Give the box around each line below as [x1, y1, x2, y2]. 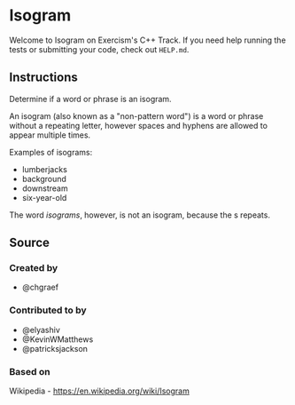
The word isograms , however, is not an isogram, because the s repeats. [9, 210, 270, 220]
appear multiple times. [9, 130, 91, 140]
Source [9, 235, 50, 250]
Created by [9, 262, 58, 274]
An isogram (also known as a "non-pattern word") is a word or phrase [9, 110, 264, 121]
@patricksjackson [21, 343, 89, 353]
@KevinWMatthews [21, 334, 94, 345]
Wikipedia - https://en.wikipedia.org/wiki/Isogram [9, 385, 190, 396]
